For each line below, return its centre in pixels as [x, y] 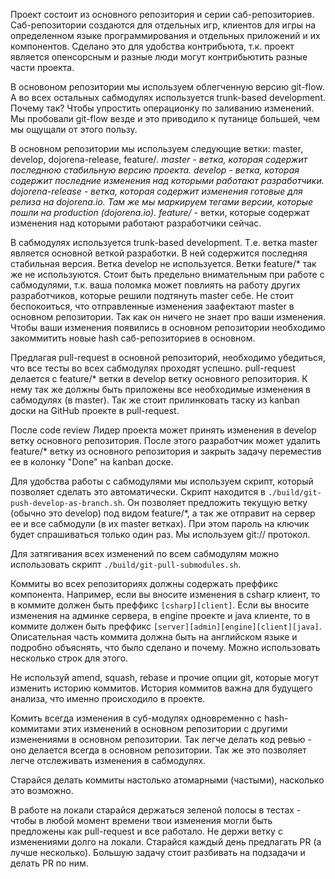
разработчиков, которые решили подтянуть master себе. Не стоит [152, 295]
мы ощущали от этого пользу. [74, 129]
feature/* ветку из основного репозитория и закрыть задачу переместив [166, 451]
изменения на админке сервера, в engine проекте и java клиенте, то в [160, 615]
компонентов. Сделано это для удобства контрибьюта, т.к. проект [152, 46]
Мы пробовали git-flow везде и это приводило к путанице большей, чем [165, 118]
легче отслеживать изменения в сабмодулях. [108, 760]
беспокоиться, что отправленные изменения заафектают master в [152, 306]
